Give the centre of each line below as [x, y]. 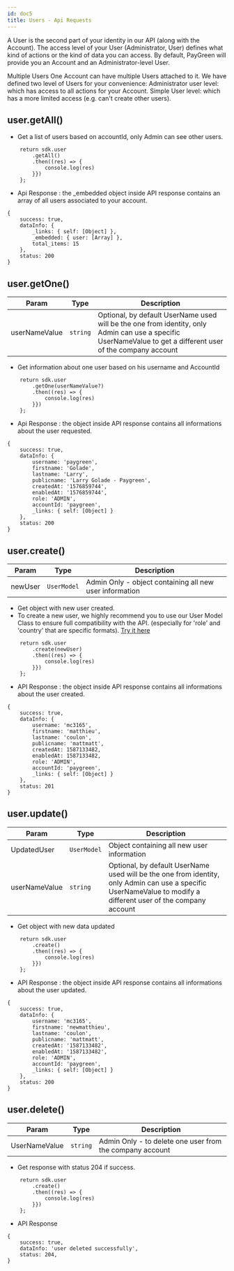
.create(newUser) [57, 649]
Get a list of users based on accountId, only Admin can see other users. [120, 137]
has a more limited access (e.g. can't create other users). [89, 98]
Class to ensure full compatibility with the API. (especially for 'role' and [119, 623]
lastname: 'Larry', [61, 475]
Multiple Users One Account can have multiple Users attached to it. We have [117, 76]
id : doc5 [20, 14]
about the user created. [51, 694]
